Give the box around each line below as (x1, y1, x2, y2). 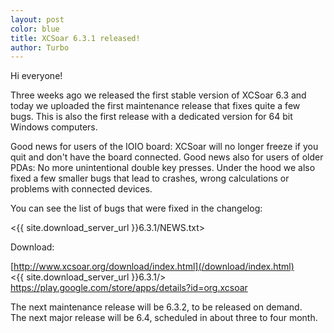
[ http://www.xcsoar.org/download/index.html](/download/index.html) (10, 261, 295, 273)
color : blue (10, 24, 60, 34)
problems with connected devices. (10, 183, 153, 195)
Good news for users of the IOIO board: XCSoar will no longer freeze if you (10, 141, 319, 153)
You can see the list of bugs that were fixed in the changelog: (10, 202, 263, 215)
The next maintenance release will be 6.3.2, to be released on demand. (10, 301, 303, 313)
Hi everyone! (10, 70, 63, 82)
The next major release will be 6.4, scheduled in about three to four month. (10, 312, 318, 324)
